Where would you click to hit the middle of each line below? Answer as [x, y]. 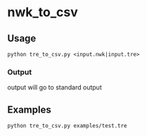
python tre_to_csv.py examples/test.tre [68, 126]
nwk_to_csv [43, 12]
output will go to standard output [55, 87]
